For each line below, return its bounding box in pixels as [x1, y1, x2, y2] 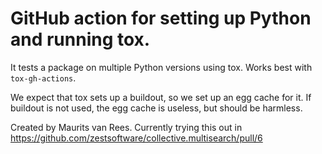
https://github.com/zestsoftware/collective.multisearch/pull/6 [10, 132, 263, 144]
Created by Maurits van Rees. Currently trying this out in [10, 121, 243, 133]
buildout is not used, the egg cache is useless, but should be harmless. [10, 102, 303, 114]
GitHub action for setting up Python [10, 7, 312, 30]
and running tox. [10, 28, 151, 51]
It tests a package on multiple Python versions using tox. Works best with [10, 61, 313, 73]
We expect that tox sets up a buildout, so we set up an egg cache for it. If [10, 91, 312, 103]
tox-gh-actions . [10, 72, 77, 84]
